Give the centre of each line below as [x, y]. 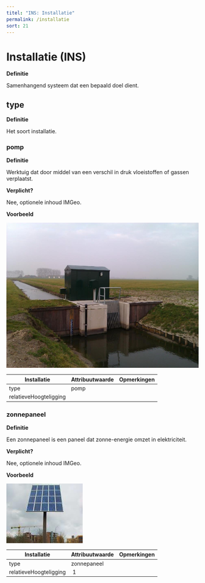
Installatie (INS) [46, 57]
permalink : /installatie [38, 19]
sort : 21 [17, 26]
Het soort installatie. [31, 131]
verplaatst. [20, 179]
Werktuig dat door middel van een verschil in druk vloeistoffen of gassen [98, 172]
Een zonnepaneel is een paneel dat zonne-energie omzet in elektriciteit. [97, 439]
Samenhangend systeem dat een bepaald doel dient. [73, 86]
